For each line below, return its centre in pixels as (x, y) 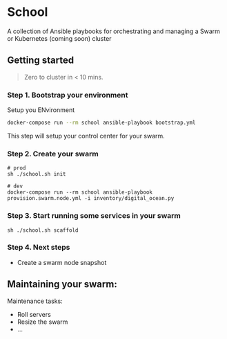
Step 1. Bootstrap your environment (68, 95)
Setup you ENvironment (41, 110)
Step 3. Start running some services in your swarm (94, 216)
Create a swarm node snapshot (62, 262)
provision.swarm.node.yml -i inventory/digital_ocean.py (91, 199)
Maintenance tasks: (35, 301)
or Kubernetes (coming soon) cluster (59, 38)
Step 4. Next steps (39, 248)
